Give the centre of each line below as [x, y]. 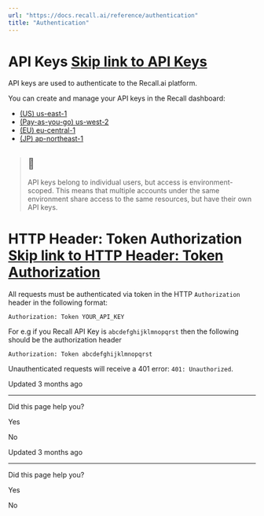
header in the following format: [58, 302]
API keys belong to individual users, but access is [107, 182]
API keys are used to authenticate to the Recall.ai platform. [103, 83]
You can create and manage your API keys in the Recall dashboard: [117, 98]
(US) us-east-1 [43, 114]
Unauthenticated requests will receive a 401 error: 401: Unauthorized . [121, 369]
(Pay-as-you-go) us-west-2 [64, 122]
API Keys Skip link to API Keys [108, 62]
